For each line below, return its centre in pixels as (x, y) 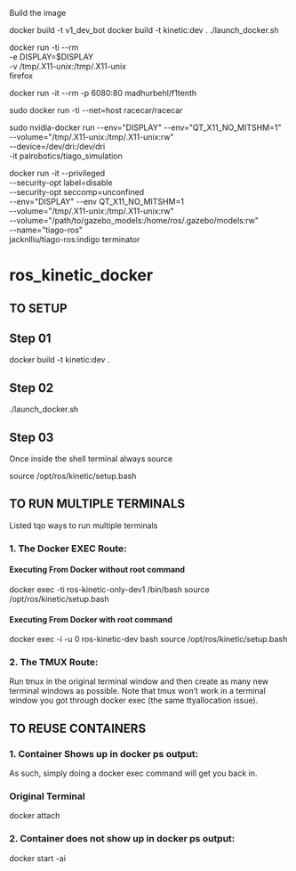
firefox (21, 76)
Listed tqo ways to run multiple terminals (84, 525)
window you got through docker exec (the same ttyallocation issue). (134, 700)
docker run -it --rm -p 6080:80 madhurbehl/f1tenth (103, 93)
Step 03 (32, 437)
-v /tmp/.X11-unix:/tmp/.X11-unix (68, 66)
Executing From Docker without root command (97, 570)
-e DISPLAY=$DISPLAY (52, 57)
